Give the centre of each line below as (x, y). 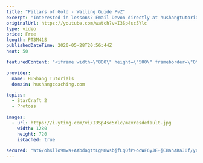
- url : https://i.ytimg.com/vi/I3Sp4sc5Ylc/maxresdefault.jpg (92, 123)
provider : (19, 73)
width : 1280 (32, 128)
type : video (21, 29)
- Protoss (24, 106)
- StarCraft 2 (29, 101)
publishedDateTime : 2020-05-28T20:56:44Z (59, 46)
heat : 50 (17, 51)
